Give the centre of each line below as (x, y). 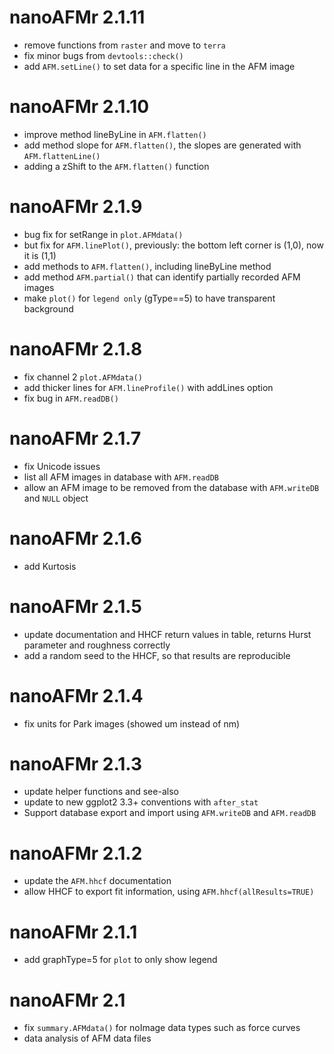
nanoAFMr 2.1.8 (76, 349)
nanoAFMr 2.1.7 (75, 438)
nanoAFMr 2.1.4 (76, 695)
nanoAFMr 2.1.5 (75, 606)
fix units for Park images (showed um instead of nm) (132, 723)
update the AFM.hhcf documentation (97, 881)
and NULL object (56, 498)
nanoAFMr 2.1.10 (79, 107)
